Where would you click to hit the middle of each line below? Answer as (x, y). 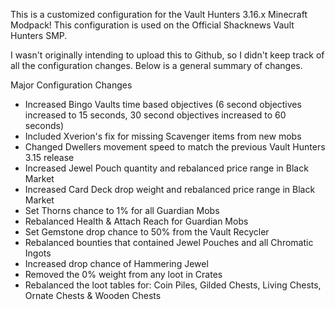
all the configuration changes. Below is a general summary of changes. (156, 65)
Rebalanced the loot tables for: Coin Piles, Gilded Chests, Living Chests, (173, 285)
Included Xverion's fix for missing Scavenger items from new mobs (163, 136)
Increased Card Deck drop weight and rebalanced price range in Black (170, 189)
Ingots (38, 253)
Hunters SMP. (39, 35)
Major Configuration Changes (71, 85)
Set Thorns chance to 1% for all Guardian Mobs (122, 210)
